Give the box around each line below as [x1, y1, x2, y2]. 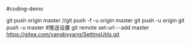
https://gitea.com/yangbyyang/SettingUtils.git [6, 31, 120, 38]
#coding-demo [6, 5, 43, 12]
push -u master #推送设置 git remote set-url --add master [6, 24, 149, 31]
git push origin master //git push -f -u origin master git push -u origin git [6, 17, 185, 24]
